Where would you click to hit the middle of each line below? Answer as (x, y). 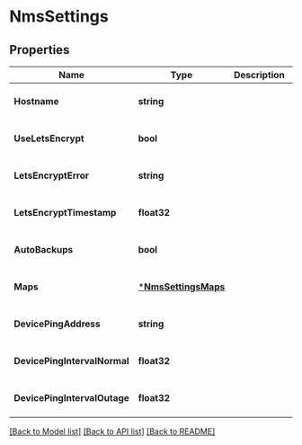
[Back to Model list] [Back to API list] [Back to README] (112, 432)
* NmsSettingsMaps (182, 287)
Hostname (36, 101)
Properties (40, 50)
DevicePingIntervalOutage (72, 398)
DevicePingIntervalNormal (71, 361)
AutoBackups (44, 249)
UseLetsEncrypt (49, 138)
